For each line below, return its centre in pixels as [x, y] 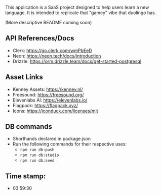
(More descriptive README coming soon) [49, 22]
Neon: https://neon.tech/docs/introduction [57, 56]
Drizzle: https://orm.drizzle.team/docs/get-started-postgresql [77, 61]
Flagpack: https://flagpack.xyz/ [45, 105]
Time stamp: [26, 176]
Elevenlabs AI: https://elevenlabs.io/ [50, 100]
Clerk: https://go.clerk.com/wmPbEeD [52, 51]
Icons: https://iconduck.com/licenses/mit [55, 111]
